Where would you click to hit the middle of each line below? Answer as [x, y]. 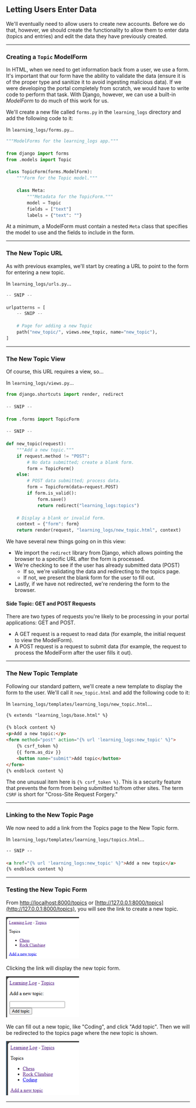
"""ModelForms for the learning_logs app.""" [62, 141]
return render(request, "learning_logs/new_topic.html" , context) [99, 530]
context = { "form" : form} [48, 524]
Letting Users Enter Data [52, 10]
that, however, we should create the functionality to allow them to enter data [97, 30]
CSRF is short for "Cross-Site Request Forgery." [62, 794]
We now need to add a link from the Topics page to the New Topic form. [92, 827]
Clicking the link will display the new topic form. [63, 968]
